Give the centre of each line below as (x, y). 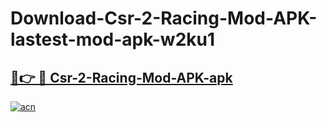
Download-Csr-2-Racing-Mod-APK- (164, 18)
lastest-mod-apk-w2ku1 (113, 39)
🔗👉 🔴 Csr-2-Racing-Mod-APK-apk (121, 77)
